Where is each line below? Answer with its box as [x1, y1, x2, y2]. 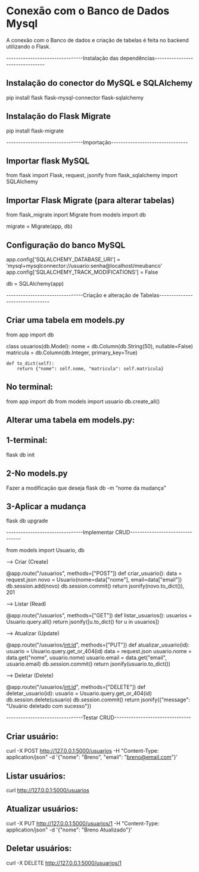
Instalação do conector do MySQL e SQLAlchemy [6, 78, 192, 88]
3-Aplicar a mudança [6, 502, 86, 512]
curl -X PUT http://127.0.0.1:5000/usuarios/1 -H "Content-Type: [6, 820, 160, 827]
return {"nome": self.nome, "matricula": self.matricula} [17, 366, 164, 372]
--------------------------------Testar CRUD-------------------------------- [6, 714, 192, 721]
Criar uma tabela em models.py [6, 315, 125, 326]
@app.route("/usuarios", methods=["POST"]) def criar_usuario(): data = [6, 570, 182, 577]
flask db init [6, 451, 35, 458]
